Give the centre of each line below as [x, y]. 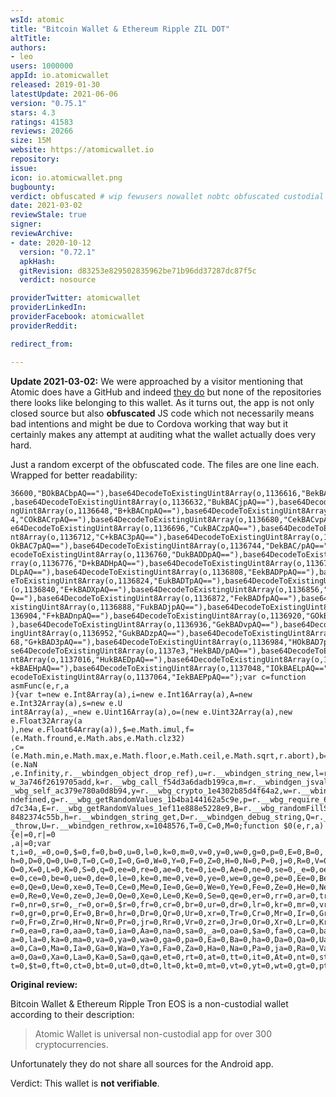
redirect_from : [42, 344]
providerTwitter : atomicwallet [75, 298]
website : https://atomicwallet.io [82, 150]
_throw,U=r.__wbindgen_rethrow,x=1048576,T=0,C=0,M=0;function [145, 826]
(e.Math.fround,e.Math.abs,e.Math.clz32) [98, 738]
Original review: [44, 984]
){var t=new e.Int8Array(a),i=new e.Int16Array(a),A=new [131, 694]
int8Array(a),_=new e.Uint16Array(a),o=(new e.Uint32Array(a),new [151, 712]
